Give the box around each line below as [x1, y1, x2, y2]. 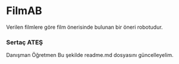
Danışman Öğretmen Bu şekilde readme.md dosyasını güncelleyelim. [6, 52, 174, 59]
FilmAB [6, 4, 43, 18]
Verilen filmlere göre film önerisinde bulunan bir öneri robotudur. [6, 23, 163, 31]
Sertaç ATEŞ [6, 38, 43, 46]
